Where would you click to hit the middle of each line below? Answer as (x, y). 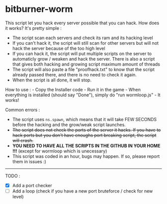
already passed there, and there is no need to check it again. (74, 74)
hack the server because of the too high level (59, 48)
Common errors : (23, 110)
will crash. (23, 140)
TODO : (13, 176)
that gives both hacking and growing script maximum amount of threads (86, 64)
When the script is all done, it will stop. (52, 80)
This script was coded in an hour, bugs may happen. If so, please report (86, 156)
